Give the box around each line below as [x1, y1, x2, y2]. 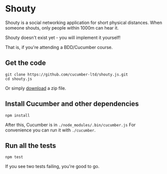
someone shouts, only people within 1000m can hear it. [5, 24, 119, 30]
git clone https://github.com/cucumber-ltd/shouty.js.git [5, 72, 128, 77]
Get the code [5, 58, 46, 67]
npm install [5, 113, 30, 118]
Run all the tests [5, 141, 56, 150]
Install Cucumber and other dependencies [5, 99, 139, 108]
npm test [5, 154, 23, 160]
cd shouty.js [5, 76, 32, 81]
